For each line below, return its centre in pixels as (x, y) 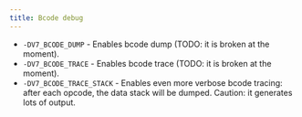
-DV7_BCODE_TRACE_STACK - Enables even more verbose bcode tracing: (152, 82)
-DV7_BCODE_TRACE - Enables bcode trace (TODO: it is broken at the (147, 63)
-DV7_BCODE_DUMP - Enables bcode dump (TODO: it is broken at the (146, 44)
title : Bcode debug (47, 18)
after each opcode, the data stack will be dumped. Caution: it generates (157, 92)
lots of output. (49, 102)
